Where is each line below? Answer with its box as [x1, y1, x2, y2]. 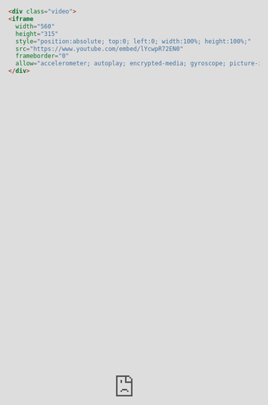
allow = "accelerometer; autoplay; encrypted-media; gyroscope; [15, 60, 227, 68]
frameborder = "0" [15, 52, 69, 60]
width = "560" [15, 22, 56, 30]
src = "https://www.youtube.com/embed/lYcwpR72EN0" [15, 45, 183, 53]
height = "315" [15, 30, 59, 38]
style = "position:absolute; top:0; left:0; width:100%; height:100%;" [15, 37, 251, 46]
